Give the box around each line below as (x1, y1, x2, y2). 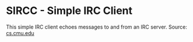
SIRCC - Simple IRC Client (6, 4, 133, 17)
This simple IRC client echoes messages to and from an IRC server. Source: (6, 23, 188, 30)
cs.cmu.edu (6, 29, 35, 36)
